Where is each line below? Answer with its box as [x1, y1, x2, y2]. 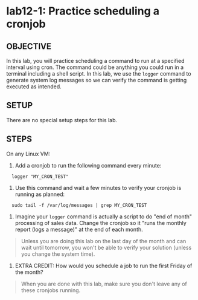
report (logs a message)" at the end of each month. [14, 226, 143, 233]
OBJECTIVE [6, 41, 51, 51]
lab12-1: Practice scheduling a [6, 4, 160, 18]
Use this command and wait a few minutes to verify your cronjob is [14, 184, 182, 191]
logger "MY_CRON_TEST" [11, 174, 69, 180]
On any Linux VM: [6, 150, 51, 157]
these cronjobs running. [21, 286, 81, 294]
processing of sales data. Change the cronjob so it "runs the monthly [14, 219, 187, 226]
